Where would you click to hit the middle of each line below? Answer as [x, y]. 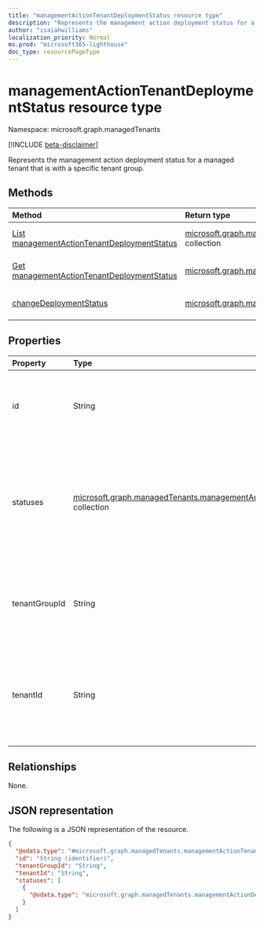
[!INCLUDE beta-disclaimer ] [53, 144]
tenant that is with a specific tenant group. [77, 168]
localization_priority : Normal [59, 37]
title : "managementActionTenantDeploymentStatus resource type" [115, 15]
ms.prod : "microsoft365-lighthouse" [68, 45]
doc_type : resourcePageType [54, 52]
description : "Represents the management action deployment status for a [132, 23]
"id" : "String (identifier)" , [64, 858]
